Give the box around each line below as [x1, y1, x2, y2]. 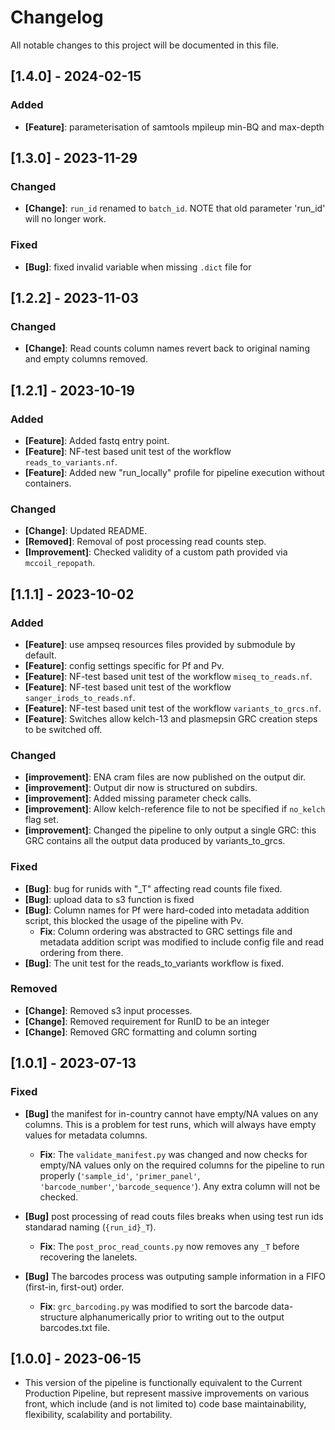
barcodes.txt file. [39, 1321, 110, 1333]
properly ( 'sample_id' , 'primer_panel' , [39, 1169, 201, 1181]
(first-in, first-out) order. [24, 1281, 125, 1293]
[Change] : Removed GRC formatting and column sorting [24, 1026, 258, 1038]
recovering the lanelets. [39, 1251, 138, 1263]
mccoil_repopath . [24, 557, 96, 569]
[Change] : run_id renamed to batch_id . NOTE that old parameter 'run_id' [24, 202, 326, 215]
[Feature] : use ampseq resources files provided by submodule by [24, 638, 296, 650]
